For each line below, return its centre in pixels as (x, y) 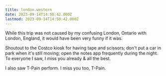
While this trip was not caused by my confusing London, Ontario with (76, 33)
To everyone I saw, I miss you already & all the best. (58, 59)
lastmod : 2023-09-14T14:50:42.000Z (42, 19)
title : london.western (29, 10)
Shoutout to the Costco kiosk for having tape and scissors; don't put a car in (83, 48)
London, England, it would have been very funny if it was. (64, 38)
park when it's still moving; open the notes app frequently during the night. (82, 53)
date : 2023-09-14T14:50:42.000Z (39, 14)
